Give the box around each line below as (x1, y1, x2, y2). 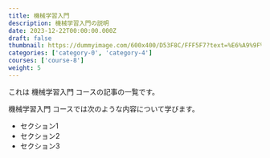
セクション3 (19, 141, 60, 151)
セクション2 (19, 131, 60, 140)
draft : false (8, 34, 52, 43)
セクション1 (19, 121, 59, 131)
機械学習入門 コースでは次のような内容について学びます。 (8, 103, 199, 113)
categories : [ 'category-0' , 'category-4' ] (8, 49, 153, 57)
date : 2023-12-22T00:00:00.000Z (8, 26, 117, 34)
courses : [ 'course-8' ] (8, 57, 84, 65)
